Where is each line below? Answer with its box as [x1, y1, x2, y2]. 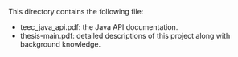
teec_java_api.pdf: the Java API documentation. [19, 22, 178, 31]
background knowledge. [19, 39, 101, 49]
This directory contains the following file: [8, 7, 144, 16]
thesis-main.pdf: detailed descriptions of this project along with [19, 31, 231, 40]
